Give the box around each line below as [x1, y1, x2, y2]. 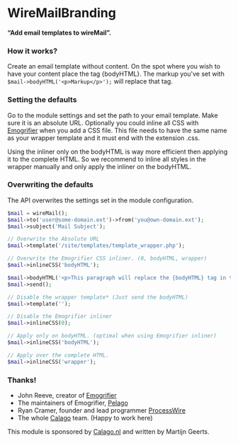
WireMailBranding [7, 5, 117, 21]
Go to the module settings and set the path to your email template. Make [7, 111, 218, 120]
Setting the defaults [7, 95, 77, 105]
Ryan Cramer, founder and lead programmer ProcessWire [17, 406, 186, 415]
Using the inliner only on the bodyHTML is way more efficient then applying [7, 147, 228, 156]
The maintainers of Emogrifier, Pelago [17, 398, 129, 407]
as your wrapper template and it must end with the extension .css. [7, 133, 200, 142]
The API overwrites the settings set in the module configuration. [7, 196, 193, 205]
